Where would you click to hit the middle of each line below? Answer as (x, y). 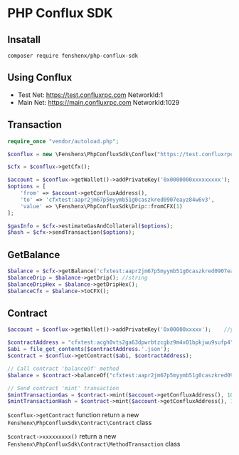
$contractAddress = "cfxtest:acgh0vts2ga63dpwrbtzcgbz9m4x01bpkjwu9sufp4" (121, 343)
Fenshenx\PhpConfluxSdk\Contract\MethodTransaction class (94, 444)
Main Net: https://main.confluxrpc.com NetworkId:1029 (99, 102)
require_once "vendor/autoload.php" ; (63, 141)
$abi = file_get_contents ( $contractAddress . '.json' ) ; (89, 349)
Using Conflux (40, 77)
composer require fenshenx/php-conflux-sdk (73, 56)
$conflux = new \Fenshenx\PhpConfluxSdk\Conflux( (83, 154)
